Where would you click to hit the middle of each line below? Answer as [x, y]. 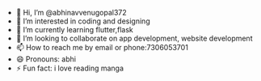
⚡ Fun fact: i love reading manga [69, 68]
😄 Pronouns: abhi [46, 59]
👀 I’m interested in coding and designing [83, 21]
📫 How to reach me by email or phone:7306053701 [102, 47]
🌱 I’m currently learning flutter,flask [74, 30]
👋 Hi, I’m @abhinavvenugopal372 [71, 13]
